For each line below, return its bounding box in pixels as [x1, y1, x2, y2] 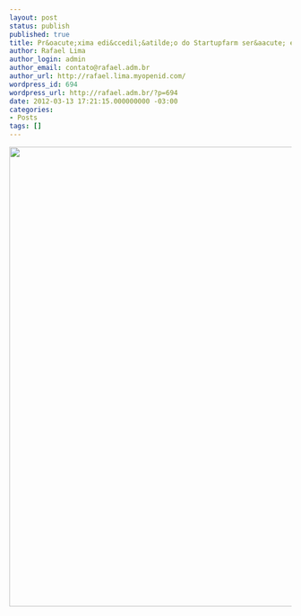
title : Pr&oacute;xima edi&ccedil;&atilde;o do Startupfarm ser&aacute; [9, 38, 287, 48]
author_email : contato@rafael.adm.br [9, 64, 150, 73]
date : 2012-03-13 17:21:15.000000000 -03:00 [9, 96, 178, 106]
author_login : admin [9, 55, 87, 64]
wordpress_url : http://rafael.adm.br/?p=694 [9, 88, 178, 97]
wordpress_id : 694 [9, 80, 78, 89]
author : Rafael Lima [9, 47, 87, 56]
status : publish [9, 22, 70, 31]
